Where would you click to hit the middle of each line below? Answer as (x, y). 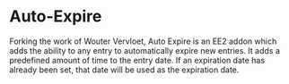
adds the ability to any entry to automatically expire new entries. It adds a (145, 50)
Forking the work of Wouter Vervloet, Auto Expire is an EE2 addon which (143, 41)
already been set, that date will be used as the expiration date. (124, 70)
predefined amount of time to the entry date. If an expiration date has (137, 60)
